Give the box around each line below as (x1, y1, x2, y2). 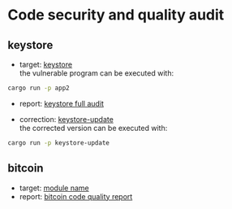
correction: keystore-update (19, 114, 114, 124)
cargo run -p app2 (7, 84, 70, 92)
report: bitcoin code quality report (19, 191, 133, 201)
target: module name (19, 183, 90, 193)
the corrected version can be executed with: (19, 123, 168, 133)
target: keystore (19, 59, 73, 69)
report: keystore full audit (19, 98, 105, 108)
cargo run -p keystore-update (7, 138, 110, 147)
